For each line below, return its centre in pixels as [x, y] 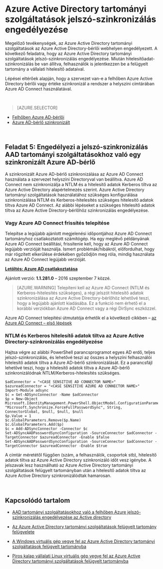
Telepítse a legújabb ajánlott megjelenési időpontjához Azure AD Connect [78, 234]
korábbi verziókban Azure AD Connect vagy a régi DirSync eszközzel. [87, 308]
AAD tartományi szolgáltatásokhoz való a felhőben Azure [69, 512]
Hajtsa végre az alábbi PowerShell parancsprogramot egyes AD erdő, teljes [80, 352]
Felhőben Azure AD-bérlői [38, 117]
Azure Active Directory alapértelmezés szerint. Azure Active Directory [75, 190]
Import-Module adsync [27, 391]
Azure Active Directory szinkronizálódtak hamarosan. [58, 475]
